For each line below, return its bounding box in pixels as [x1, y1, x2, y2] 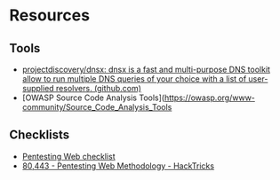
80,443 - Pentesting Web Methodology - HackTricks [21, 160, 215, 171]
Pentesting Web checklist [21, 151, 116, 161]
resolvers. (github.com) [56, 83, 142, 93]
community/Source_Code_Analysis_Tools [21, 102, 172, 112]
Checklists [9, 128, 70, 143]
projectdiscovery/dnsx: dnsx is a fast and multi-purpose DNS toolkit [21, 64, 271, 74]
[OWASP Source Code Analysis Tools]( [21, 92, 165, 103]
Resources [9, 5, 91, 26]
